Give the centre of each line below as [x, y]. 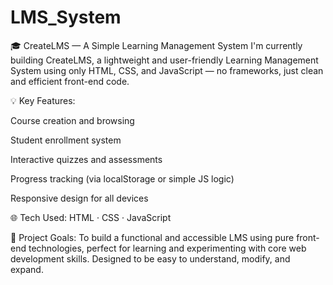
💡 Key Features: [43, 100]
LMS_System [66, 17]
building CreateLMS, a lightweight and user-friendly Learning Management [164, 60]
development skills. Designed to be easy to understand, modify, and [150, 258]
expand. [27, 269]
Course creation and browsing [72, 120]
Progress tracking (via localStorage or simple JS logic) [122, 178]
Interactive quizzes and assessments [86, 159]
